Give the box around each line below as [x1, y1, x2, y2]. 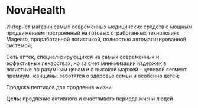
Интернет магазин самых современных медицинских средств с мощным [6, 23, 193, 30]
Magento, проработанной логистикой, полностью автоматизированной [6, 35, 187, 42]
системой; [6, 42, 33, 49]
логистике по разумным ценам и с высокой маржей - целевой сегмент [6, 66, 187, 73]
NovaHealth [6, 4, 66, 17]
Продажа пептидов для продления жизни [6, 83, 112, 90]
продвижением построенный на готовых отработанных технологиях [6, 29, 180, 36]
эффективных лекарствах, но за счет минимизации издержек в [6, 60, 167, 67]
